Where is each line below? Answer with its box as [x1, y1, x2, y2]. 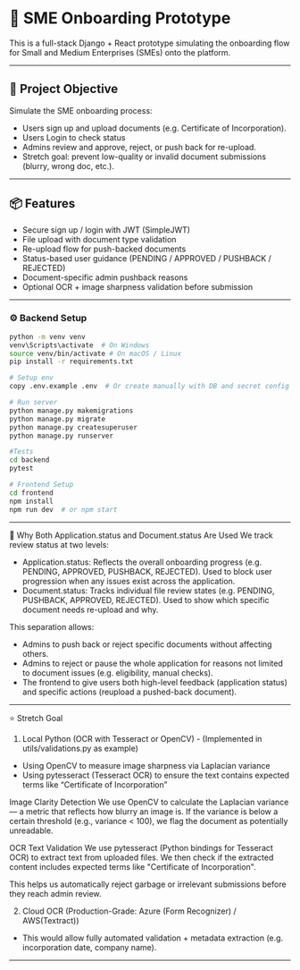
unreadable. [9, 825, 54, 836]
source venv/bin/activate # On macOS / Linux [9, 349, 181, 358]
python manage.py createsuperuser [9, 422, 138, 432]
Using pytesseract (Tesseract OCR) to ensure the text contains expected [21, 770, 290, 780]
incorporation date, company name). [21, 941, 157, 952]
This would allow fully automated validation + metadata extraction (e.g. [21, 932, 284, 943]
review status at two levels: [9, 539, 110, 549]
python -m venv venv [9, 332, 87, 341]
